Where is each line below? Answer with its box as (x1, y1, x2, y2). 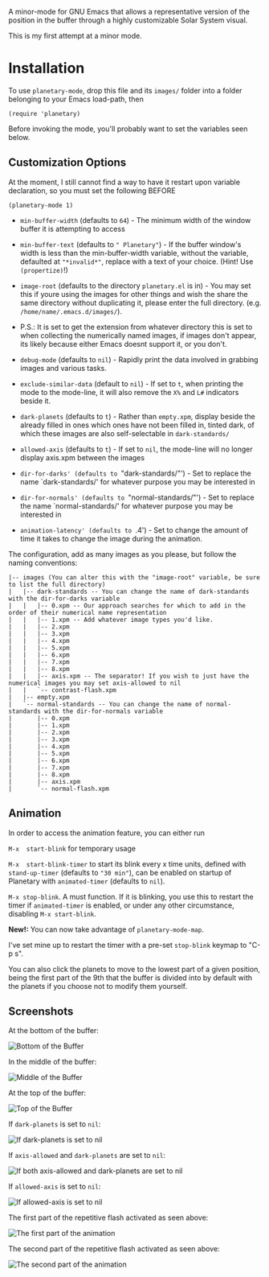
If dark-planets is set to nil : (8, 1119, 101, 1129)
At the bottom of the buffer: (8, 1026, 99, 1036)
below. (8, 132, 31, 142)
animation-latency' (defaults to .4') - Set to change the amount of (19, 525, 249, 534)
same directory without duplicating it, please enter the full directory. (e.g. (19, 298, 262, 307)
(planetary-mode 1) (8, 201, 74, 209)
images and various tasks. (19, 363, 107, 373)
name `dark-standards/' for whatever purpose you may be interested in (19, 476, 255, 486)
